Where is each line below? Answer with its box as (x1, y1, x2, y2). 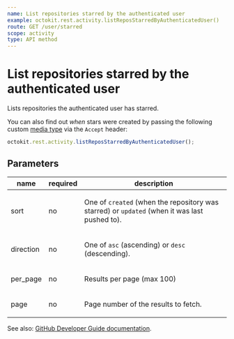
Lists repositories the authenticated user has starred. (7, 104, 159, 112)
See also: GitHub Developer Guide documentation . (7, 324, 152, 332)
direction (10, 244, 40, 254)
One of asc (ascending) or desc (84, 240, 186, 250)
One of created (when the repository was (84, 197, 219, 206)
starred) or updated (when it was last (84, 206, 203, 216)
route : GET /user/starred (7, 23, 82, 30)
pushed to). (84, 214, 122, 224)
